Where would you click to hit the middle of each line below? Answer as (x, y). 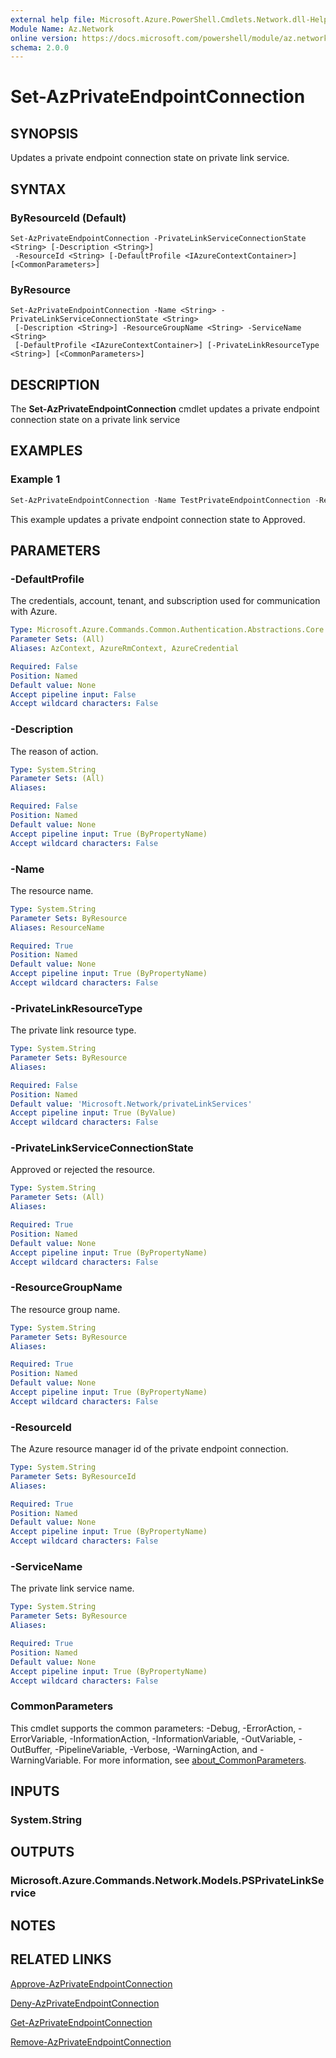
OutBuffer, (31, 1749)
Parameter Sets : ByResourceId (73, 1476)
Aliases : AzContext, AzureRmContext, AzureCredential (125, 649)
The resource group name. (65, 1309)
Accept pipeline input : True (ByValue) (93, 1113)
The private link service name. (72, 1588)
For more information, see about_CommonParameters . (195, 1760)
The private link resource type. (73, 1030)
